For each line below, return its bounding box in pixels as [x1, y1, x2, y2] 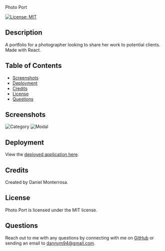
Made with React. [5, 47, 41, 53]
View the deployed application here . [5, 151, 79, 157]
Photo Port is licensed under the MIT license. [5, 207, 98, 213]
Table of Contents [5, 61, 62, 70]
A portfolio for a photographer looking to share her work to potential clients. [5, 41, 161, 47]
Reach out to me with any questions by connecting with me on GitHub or [5, 234, 155, 240]
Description [5, 28, 42, 37]
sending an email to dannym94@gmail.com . [5, 240, 96, 246]
